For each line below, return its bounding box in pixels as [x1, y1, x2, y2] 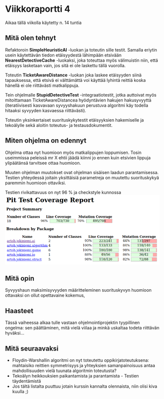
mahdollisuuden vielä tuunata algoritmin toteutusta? [12, 368, 117, 374]
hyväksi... [5, 330, 24, 336]
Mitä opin [5, 274, 35, 282]
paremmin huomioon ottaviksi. [5, 180, 66, 186]
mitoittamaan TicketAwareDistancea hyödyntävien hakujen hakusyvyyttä [5, 97, 152, 103]
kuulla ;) [12, 388, 28, 394]
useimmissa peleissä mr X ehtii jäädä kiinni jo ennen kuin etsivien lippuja [5, 154, 151, 160]
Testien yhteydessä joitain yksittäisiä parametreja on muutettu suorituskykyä [5, 175, 159, 180]
